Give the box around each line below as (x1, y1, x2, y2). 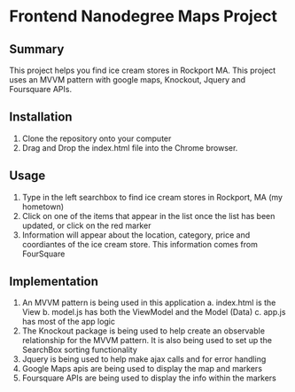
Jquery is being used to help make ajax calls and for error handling (21, 354, 267, 365)
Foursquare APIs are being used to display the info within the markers (21, 372, 276, 383)
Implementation (9, 274, 99, 289)
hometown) (21, 201, 65, 212)
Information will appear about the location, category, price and (21, 229, 251, 240)
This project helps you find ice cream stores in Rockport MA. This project (9, 65, 276, 75)
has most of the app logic (21, 317, 116, 327)
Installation (9, 109, 73, 125)
